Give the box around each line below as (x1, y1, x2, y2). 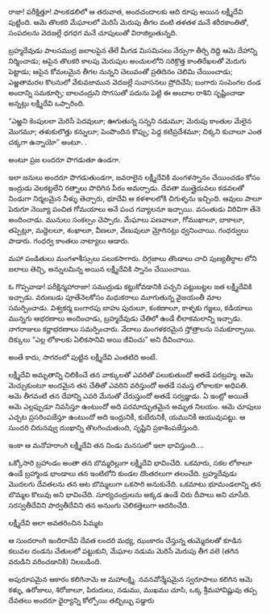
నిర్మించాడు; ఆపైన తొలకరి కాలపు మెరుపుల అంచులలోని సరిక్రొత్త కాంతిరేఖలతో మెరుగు (8, 56, 247, 65)
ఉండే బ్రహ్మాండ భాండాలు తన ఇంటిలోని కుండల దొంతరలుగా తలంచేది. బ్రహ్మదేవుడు (8, 469, 237, 478)
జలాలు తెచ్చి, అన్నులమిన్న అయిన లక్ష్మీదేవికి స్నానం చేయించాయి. (8, 264, 192, 273)
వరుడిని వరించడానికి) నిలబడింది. (8, 557, 102, 566)
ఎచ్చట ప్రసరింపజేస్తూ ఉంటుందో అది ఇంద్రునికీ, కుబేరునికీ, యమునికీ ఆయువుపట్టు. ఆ (8, 413, 246, 421)
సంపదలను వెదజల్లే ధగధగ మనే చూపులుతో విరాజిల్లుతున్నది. (8, 28, 178, 37)
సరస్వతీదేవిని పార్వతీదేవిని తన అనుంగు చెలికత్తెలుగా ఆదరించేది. (8, 500, 189, 510)
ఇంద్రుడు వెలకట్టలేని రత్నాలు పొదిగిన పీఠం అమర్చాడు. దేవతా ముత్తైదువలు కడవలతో (8, 183, 244, 193)
